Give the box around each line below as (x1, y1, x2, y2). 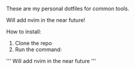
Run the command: (14, 46, 62, 53)
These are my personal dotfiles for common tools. (6, 5, 130, 12)
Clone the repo (14, 40, 52, 46)
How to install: (6, 28, 42, 35)
